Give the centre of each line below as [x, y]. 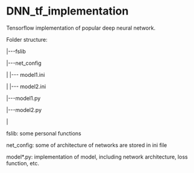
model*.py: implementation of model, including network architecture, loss [97, 157]
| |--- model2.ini [26, 86]
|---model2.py [24, 109]
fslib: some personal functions [44, 133]
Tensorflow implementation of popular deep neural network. [81, 28]
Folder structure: [27, 39]
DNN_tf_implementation [67, 11]
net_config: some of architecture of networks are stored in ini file [87, 145]
